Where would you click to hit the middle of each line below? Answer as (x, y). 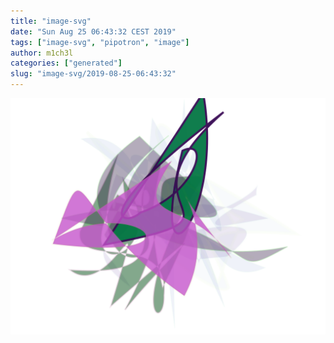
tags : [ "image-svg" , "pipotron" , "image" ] (100, 42)
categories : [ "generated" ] (66, 63)
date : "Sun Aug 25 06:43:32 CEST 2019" (93, 31)
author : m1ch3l (42, 53)
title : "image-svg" (51, 21)
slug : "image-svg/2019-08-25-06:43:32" (93, 74)
